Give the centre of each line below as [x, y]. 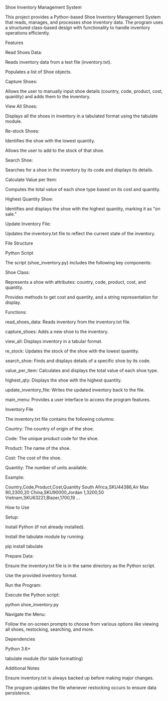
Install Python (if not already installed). [45, 527]
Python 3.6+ [18, 649]
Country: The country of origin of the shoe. [50, 429]
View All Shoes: [21, 106]
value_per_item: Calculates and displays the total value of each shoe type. [82, 370]
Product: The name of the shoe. [38, 448]
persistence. [18, 693]
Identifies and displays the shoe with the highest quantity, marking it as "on [83, 209]
